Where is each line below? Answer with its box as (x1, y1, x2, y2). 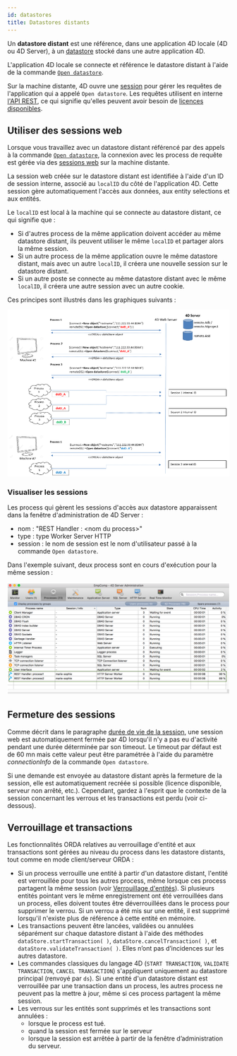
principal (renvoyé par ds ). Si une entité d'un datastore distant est (17, 974, 208, 982)
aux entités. (7, 194, 42, 203)
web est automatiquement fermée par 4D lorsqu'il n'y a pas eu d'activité (7, 735, 218, 744)
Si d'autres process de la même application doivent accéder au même (17, 230, 221, 238)
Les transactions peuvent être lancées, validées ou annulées (17, 922, 194, 930)
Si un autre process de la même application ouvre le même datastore (17, 252, 218, 261)
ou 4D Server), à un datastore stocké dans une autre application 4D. (7, 47, 206, 55)
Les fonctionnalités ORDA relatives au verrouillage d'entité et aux (7, 840, 196, 849)
